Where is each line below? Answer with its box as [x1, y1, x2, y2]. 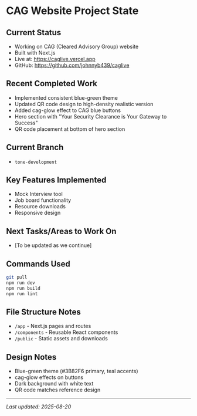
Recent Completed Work [6, 79, 98, 89]
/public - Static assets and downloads [14, 335, 108, 342]
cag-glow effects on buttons [14, 374, 84, 381]
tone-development [14, 159, 57, 165]
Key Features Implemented [6, 175, 107, 185]
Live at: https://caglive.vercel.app [14, 56, 96, 62]
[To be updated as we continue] [14, 242, 92, 249]
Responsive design [14, 209, 61, 217]
